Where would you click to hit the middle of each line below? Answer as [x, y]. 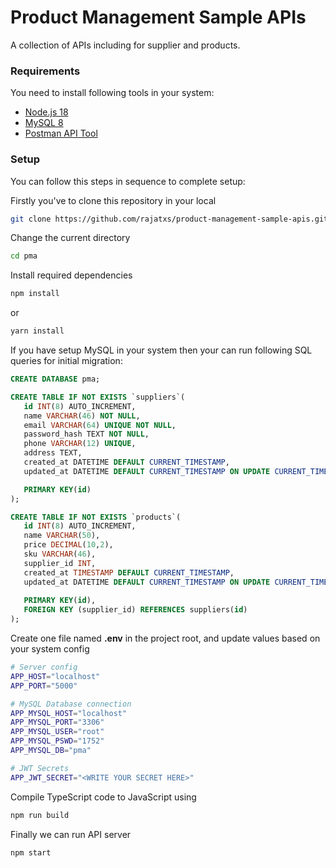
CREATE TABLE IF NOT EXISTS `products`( [96, 517]
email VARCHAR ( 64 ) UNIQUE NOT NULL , [100, 425]
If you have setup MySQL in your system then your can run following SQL [161, 350]
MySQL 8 [44, 123]
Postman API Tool [61, 133]
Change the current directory [70, 238]
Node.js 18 [46, 112]
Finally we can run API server [71, 834]
